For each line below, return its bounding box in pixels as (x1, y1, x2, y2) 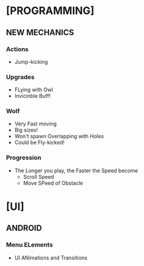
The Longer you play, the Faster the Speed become (14, 167, 138, 174)
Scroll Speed (23, 173, 54, 180)
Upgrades (6, 73, 35, 81)
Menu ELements (6, 241, 54, 249)
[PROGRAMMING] (6, 4, 94, 18)
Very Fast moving (14, 120, 57, 127)
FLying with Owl (14, 86, 54, 93)
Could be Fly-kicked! (14, 139, 65, 146)
